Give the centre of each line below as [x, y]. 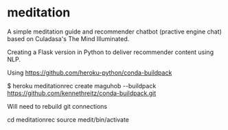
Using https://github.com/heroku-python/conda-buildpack [90, 73]
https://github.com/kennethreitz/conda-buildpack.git [82, 93]
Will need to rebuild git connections [57, 106]
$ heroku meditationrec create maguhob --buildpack [82, 86]
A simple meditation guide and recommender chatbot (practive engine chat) [114, 31]
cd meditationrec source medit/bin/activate [68, 119]
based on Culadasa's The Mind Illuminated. [68, 38]
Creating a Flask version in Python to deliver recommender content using [111, 52]
